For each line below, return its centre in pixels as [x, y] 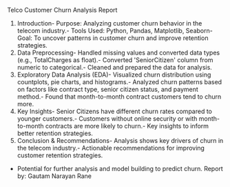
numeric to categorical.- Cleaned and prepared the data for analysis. [114, 67]
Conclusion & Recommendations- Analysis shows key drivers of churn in [120, 140]
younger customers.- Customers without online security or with [107, 119]
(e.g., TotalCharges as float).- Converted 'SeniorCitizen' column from [115, 60]
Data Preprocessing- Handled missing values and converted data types [118, 52]
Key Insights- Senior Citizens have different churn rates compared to [114, 111]
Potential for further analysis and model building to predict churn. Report [120, 169]
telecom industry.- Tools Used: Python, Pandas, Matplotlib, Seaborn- [115, 31]
